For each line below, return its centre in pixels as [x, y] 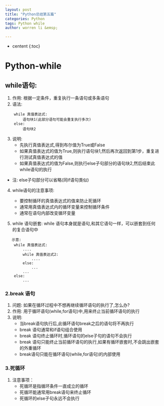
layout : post [18, 10]
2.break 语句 [20, 294]
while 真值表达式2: [41, 255]
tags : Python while [25, 23]
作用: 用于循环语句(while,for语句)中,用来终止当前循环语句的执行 [76, 311]
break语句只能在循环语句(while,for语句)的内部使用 [70, 354]
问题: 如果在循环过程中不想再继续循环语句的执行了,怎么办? [71, 305]
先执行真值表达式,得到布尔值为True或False [62, 145]
